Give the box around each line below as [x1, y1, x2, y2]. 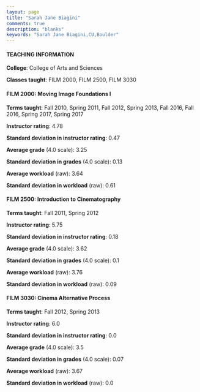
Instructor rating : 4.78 [6, 122, 63, 129]
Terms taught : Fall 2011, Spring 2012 [6, 209, 99, 216]
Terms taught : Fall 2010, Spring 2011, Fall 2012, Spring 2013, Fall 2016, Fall [6, 104, 194, 111]
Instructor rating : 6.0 [6, 320, 60, 327]
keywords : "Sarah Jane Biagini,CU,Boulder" [6, 32, 119, 38]
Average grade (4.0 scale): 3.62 [6, 244, 87, 252]
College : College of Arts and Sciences [6, 64, 103, 72]
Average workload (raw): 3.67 [6, 367, 83, 374]
